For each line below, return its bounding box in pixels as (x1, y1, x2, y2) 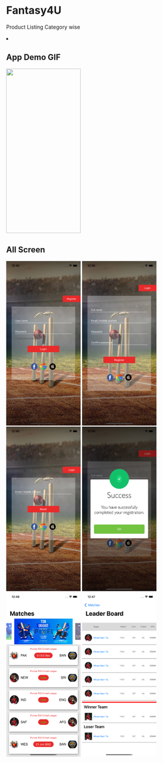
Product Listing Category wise (6, 23, 80, 30)
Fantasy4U (6, 4, 62, 17)
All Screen (6, 245, 46, 255)
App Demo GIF (6, 52, 61, 63)
